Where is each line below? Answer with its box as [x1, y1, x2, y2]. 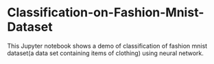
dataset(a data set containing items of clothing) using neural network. [7, 49, 204, 57]
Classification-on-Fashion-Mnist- [7, 5, 204, 20]
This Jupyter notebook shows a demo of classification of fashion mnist [7, 42, 208, 50]
